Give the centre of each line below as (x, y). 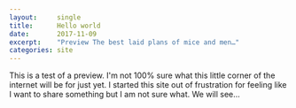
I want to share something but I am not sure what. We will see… (125, 95)
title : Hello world (55, 26)
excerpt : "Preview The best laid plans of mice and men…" (125, 42)
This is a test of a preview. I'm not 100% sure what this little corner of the (142, 75)
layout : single (45, 17)
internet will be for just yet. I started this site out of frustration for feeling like (148, 85)
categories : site (41, 50)
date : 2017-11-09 (53, 34)
